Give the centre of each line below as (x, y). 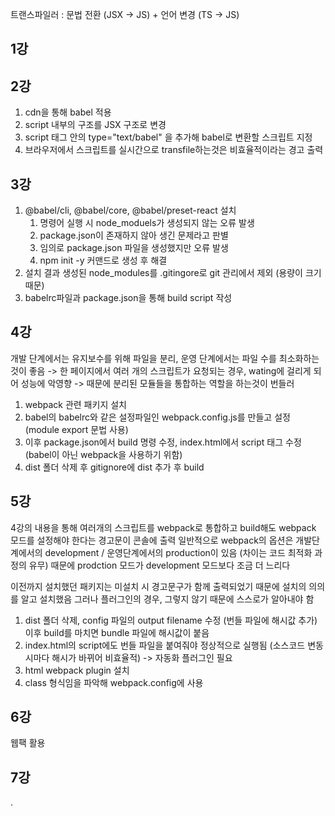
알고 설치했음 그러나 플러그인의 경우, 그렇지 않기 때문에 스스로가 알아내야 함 (167, 599)
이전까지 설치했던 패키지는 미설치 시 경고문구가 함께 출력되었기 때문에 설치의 (158, 586)
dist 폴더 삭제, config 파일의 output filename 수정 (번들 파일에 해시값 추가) (171, 620)
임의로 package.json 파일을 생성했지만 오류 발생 (134, 248)
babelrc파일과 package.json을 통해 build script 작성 (128, 298)
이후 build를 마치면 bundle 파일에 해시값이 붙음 (117, 632)
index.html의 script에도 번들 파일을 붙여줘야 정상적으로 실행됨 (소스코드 (165, 645)
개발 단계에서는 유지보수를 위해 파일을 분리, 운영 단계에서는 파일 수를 (143, 358)
